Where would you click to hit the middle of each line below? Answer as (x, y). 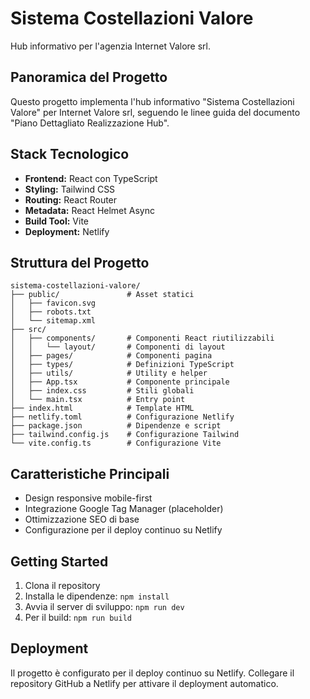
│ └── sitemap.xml (53, 321)
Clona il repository (62, 585)
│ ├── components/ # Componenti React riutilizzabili (142, 338)
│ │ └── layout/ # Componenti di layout (118, 347)
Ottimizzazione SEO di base (82, 519)
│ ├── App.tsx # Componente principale (120, 382)
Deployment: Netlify (67, 231)
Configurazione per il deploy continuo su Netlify (123, 530)
